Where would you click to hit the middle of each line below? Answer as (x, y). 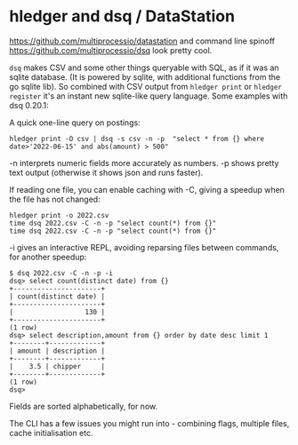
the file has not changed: (55, 199)
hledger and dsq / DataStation (122, 16)
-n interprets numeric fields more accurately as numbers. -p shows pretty (144, 163)
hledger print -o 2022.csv (59, 215)
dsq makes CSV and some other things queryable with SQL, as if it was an (144, 68)
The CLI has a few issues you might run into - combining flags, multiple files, (149, 423)
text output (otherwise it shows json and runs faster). (106, 172)
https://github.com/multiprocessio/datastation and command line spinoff (142, 41)
